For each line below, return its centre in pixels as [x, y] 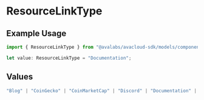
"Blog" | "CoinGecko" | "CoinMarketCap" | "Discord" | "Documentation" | [102, 91]
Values [20, 77]
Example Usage [36, 33]
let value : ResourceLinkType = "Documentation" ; [69, 58]
